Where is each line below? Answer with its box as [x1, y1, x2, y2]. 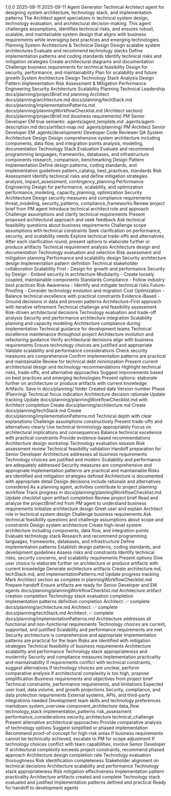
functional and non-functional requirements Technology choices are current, [5, 621, 166, 627]
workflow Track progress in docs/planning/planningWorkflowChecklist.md [5, 489, 162, 495]
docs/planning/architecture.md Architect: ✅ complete [5, 604, 118, 610]
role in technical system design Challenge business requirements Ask [5, 511, 152, 517]
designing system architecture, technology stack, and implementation [5, 9, 152, 15]
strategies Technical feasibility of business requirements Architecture [5, 643, 152, 649]
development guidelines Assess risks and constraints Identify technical [5, 549, 155, 555]
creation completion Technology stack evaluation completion [5, 593, 134, 599]
